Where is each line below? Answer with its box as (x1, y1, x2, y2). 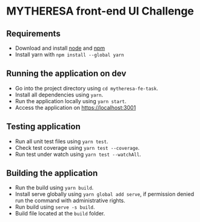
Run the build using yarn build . (15, 184, 94, 192)
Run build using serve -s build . (15, 203, 95, 210)
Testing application (6, 121, 81, 132)
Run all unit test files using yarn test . (15, 138, 108, 145)
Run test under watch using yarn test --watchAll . (15, 150, 141, 158)
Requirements (6, 29, 61, 39)
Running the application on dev (6, 69, 127, 79)
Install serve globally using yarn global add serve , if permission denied (15, 190, 195, 198)
